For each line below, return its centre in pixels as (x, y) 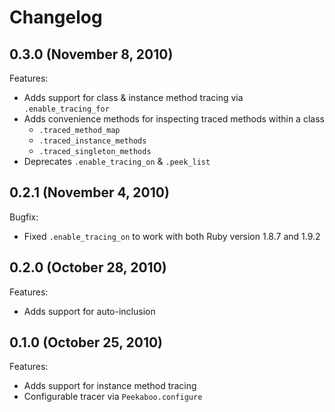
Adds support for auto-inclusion (89, 311)
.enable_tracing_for (66, 109)
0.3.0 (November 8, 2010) (91, 54)
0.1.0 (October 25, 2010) (86, 342)
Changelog (56, 17)
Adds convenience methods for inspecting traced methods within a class (174, 119)
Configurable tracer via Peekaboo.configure (113, 397)
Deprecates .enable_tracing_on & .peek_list (117, 161)
